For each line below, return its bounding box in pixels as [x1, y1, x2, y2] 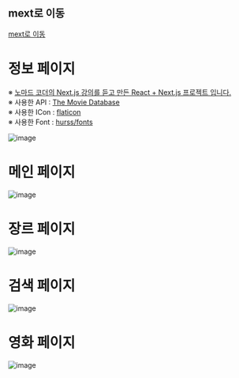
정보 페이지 [8, 60, 76, 77]
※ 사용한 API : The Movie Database [8, 97, 120, 107]
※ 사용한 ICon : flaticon [8, 107, 81, 116]
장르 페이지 [8, 220, 76, 238]
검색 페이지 [8, 277, 76, 294]
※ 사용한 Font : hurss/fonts [8, 117, 93, 127]
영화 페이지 [8, 334, 76, 351]
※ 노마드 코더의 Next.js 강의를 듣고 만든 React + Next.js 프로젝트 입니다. [8, 87, 232, 96]
